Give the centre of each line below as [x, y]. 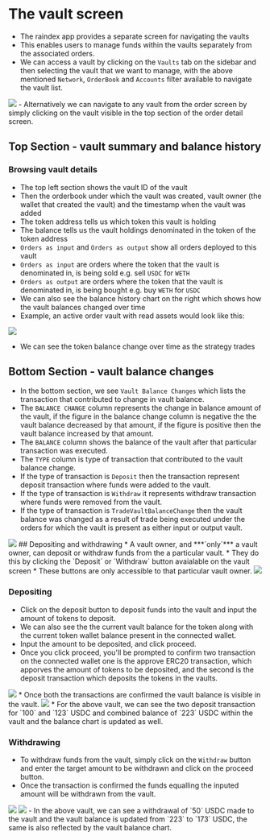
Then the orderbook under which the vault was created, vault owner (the [141, 196]
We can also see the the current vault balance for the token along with [137, 627]
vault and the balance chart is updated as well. [86, 721]
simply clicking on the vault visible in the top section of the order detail [126, 113]
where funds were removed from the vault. [91, 502]
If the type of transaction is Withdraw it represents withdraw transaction [138, 494]
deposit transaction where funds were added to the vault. [115, 485]
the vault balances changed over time [83, 307]
